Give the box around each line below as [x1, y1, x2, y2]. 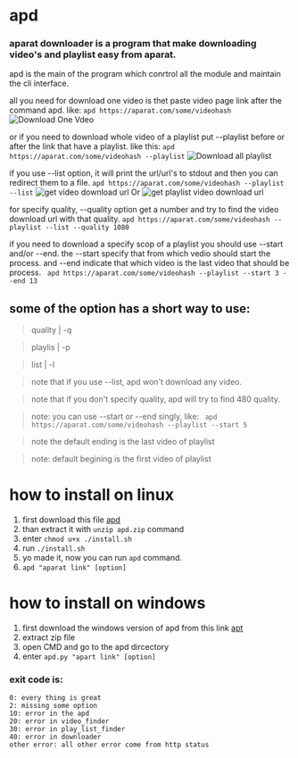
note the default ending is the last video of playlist [30, 437, 216, 447]
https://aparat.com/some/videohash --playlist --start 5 [30, 421, 248, 429]
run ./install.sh [21, 543, 86, 554]
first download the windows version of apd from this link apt [21, 622, 244, 634]
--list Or [9, 187, 141, 197]
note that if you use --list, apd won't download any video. [30, 377, 243, 387]
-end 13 [9, 277, 38, 286]
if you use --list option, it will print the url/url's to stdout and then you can [9, 168, 278, 179]
